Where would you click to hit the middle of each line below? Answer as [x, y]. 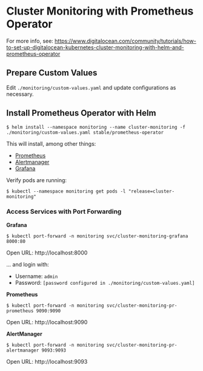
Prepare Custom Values [52, 73]
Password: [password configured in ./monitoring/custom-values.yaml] [105, 282]
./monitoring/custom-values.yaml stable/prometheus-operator [85, 132]
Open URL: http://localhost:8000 [47, 253]
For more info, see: [30, 41]
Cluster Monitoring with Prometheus [100, 11]
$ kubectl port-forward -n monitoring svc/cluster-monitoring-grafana [97, 236]
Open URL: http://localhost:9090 [47, 322]
